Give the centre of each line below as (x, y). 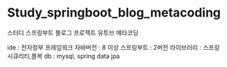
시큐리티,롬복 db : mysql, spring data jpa (63, 56)
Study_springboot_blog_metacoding (114, 13)
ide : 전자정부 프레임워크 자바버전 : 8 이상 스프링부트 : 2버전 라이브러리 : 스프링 (113, 47)
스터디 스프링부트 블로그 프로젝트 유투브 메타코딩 (73, 32)
